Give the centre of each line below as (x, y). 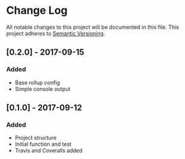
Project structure (36, 138)
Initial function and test (43, 144)
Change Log (37, 10)
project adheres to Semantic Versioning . (56, 33)
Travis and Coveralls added (48, 151)
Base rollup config (37, 82)
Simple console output (43, 89)
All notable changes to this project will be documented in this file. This (93, 27)
